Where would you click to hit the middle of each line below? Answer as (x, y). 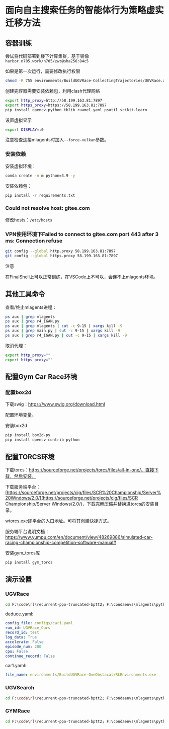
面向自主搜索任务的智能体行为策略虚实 (85, 10)
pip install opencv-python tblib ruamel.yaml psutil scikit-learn (76, 110)
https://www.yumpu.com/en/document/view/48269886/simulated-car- (79, 537)
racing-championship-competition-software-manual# (61, 542)
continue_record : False (30, 656)
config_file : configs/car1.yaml (39, 623)
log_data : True (21, 637)
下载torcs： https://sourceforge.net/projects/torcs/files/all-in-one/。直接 (80, 470)
